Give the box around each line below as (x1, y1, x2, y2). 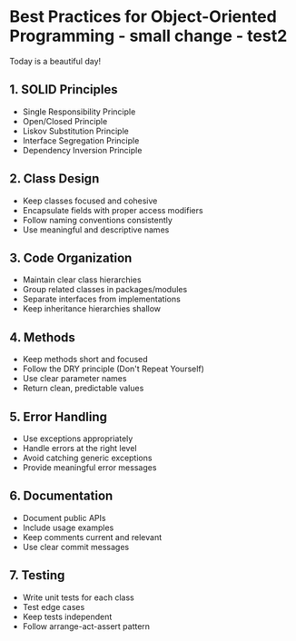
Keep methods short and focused (22, 354, 148, 365)
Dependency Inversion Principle (22, 144, 143, 155)
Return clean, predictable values (22, 383, 144, 394)
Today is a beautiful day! (9, 55, 102, 66)
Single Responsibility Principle (22, 106, 136, 117)
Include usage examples (22, 522, 114, 533)
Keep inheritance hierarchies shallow (22, 303, 162, 314)
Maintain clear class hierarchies (22, 274, 143, 285)
